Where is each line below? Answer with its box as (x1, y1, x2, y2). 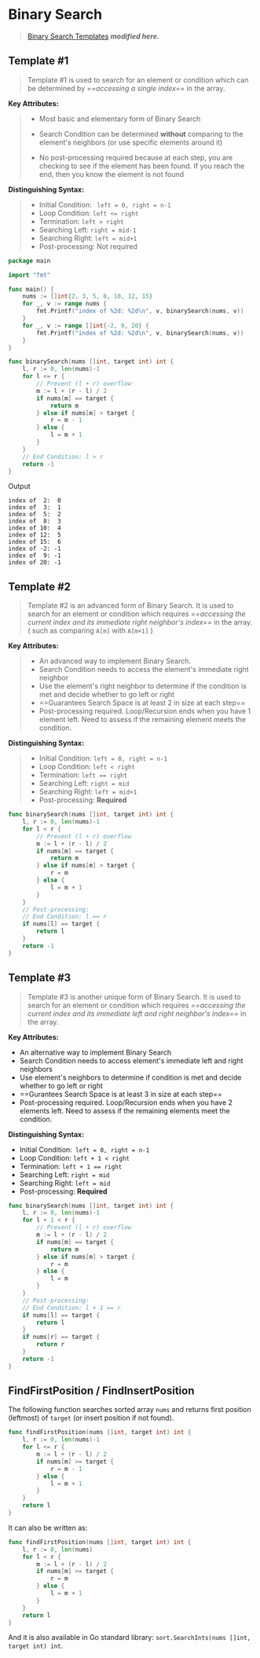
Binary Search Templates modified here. (27, 31, 159, 41)
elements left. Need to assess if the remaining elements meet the (19, 1106, 230, 1115)
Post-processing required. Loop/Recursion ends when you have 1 (38, 706, 251, 716)
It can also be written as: (8, 1523, 88, 1532)
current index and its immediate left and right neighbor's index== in (27, 1008, 247, 1018)
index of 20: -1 (8, 559, 61, 567)
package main (8, 257, 51, 265)
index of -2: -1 (8, 545, 61, 553)
